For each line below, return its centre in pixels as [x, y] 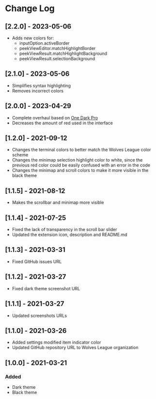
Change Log [30, 8]
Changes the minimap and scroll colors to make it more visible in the [80, 170]
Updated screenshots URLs [39, 316]
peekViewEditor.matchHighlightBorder [57, 48]
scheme [20, 155]
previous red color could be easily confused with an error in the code [81, 165]
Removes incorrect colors [38, 91]
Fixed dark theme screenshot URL [46, 288]
